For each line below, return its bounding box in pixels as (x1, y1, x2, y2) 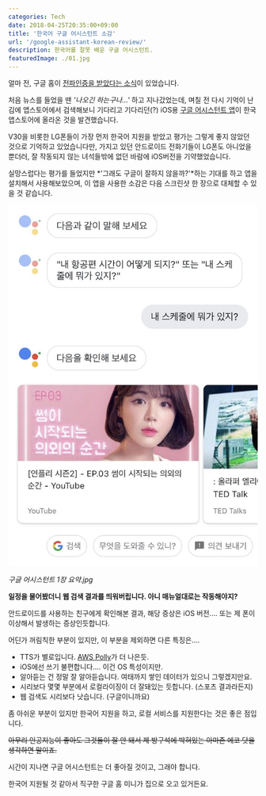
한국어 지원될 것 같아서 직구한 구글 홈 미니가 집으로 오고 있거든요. (8, 779, 209, 788)
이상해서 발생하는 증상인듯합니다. (8, 618, 111, 628)
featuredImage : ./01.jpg (8, 55, 90, 63)
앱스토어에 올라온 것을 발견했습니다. (8, 115, 119, 124)
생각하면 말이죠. (8, 745, 58, 755)
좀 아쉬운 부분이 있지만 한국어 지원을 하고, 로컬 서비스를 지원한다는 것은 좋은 (8, 708, 243, 718)
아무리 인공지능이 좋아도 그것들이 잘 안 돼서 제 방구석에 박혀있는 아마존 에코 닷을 (8, 735, 256, 744)
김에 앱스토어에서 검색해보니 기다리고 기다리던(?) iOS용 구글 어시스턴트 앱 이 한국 (8, 105, 256, 114)
